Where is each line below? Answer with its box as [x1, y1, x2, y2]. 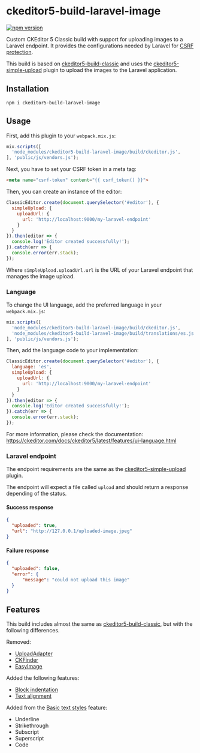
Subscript [14, 728, 39, 736]
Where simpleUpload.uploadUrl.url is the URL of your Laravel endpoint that [6, 266, 193, 274]
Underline [14, 716, 40, 723]
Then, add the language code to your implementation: [6, 347, 139, 354]
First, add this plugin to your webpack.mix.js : [6, 132, 116, 139]
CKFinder [14, 656, 39, 664]
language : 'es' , [11, 364, 52, 370]
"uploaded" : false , [11, 566, 60, 572]
